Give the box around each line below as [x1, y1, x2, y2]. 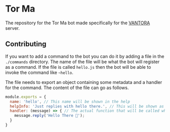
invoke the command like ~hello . [5, 69, 73, 75]
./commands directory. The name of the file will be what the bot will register [5, 59, 160, 65]
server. [5, 25, 20, 31]
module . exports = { [5, 94, 47, 99]
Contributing [5, 40, 47, 49]
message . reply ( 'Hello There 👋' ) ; [14, 113, 85, 118]
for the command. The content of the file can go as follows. [5, 84, 129, 91]
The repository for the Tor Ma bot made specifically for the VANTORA [5, 20, 150, 26]
